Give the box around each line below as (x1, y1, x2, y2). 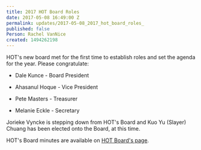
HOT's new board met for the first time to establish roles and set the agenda (6, 54, 196, 60)
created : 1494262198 (6, 37, 59, 43)
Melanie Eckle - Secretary (14, 107, 80, 114)
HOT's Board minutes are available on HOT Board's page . (6, 137, 149, 144)
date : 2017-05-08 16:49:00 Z (6, 15, 80, 21)
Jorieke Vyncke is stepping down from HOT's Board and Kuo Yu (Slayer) (6, 119, 187, 126)
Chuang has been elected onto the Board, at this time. (6, 125, 141, 132)
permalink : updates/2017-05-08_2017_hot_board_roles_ (6, 20, 145, 26)
